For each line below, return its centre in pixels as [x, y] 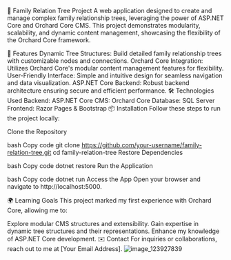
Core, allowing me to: [37, 210]
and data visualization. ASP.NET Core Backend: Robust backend [98, 83]
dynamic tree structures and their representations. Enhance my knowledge [113, 231]
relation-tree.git [29, 152]
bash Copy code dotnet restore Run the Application [80, 166]
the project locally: [33, 118]
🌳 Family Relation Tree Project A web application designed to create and [110, 11]
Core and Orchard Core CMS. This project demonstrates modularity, [104, 25]
